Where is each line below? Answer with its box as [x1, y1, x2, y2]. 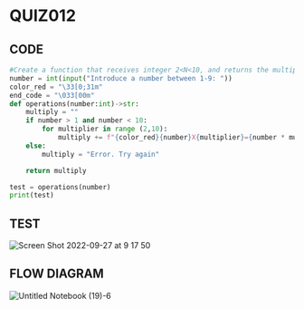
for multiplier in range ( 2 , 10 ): [42, 124, 168, 134]
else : [25, 141, 47, 150]
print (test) [9, 191, 54, 200]
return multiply [25, 166, 88, 175]
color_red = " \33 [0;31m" [9, 82, 103, 92]
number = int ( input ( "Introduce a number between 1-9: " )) [9, 73, 233, 82]
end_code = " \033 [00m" [9, 91, 95, 100]
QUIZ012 [9, 5, 77, 26]
